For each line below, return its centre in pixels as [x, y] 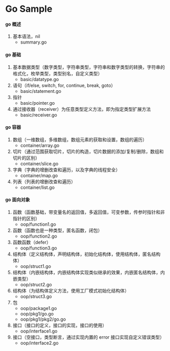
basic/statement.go [41, 91]
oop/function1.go [38, 224]
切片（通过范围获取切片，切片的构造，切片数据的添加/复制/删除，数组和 [88, 151]
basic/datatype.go [40, 79]
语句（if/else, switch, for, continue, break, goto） [64, 85]
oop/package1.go [39, 308]
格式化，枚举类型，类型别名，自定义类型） [57, 73]
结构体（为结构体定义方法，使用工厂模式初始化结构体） [71, 291]
